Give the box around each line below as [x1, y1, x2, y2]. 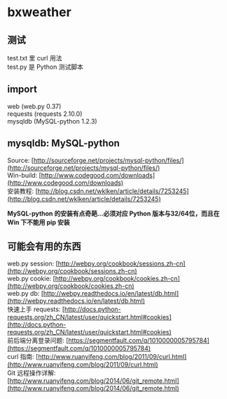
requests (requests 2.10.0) [7, 110, 83, 118]
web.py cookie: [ [7, 275, 56, 283]
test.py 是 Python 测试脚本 [7, 63, 84, 71]
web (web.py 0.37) [7, 102, 62, 110]
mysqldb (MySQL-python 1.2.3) [7, 117, 97, 125]
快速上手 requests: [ [7, 305, 65, 313]
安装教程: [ [7, 187, 39, 195]
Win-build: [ [7, 171, 42, 179]
